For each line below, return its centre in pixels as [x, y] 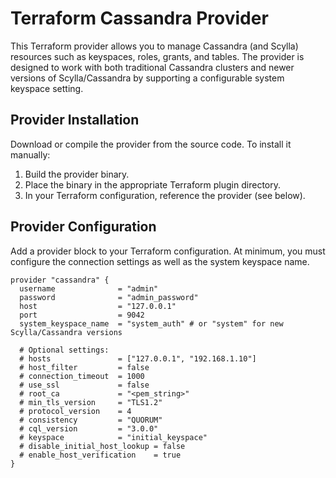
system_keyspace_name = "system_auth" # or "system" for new [151, 323]
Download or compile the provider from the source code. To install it [151, 144]
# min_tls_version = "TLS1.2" [91, 402]
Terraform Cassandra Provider [139, 18]
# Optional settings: [64, 350]
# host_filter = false [84, 367]
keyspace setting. [47, 88]
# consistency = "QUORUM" [91, 420]
